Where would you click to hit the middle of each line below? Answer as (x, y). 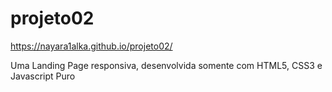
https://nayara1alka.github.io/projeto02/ (91, 46)
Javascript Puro (43, 76)
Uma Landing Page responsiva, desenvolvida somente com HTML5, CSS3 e (166, 65)
